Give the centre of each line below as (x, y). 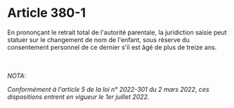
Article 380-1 (47, 13)
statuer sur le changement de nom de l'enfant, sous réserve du (98, 39)
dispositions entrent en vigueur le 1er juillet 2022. (78, 97)
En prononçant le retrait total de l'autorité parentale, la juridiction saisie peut (117, 32)
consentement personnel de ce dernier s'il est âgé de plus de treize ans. (112, 47)
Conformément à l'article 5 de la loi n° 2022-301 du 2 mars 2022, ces (108, 89)
